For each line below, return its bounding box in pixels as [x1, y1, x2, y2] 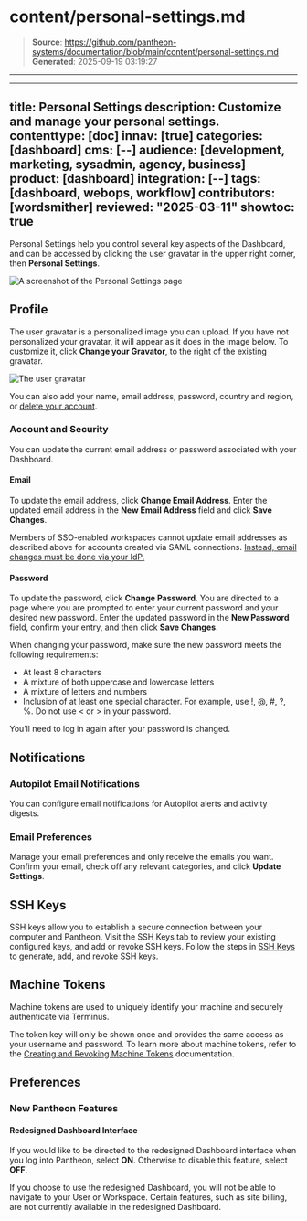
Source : [31, 37, 63, 48]
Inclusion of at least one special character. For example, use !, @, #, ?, [22, 696, 286, 707]
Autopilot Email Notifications [9, 777, 140, 790]
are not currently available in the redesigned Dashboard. [9, 1202, 222, 1213]
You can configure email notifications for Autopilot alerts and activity [9, 798, 268, 809]
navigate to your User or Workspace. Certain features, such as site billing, [9, 1192, 288, 1203]
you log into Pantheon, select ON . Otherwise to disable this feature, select [9, 1154, 288, 1166]
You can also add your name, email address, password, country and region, [9, 390, 294, 401]
